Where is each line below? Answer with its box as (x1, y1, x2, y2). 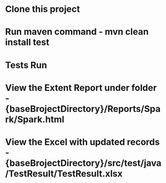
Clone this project (5, 3, 81, 15)
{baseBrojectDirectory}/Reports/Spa (5, 103, 161, 115)
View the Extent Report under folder (5, 82, 157, 93)
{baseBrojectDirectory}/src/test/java (5, 157, 162, 169)
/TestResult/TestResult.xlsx (5, 168, 123, 179)
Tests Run (5, 60, 47, 70)
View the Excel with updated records (5, 136, 160, 147)
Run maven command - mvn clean (5, 26, 149, 38)
